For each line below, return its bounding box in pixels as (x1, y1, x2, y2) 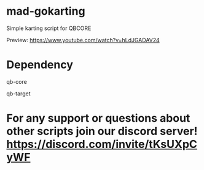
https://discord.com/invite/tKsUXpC (6, 138, 198, 151)
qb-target (6, 90, 31, 97)
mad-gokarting (6, 4, 85, 18)
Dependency (6, 58, 74, 72)
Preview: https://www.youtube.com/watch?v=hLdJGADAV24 (6, 36, 160, 43)
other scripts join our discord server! (6, 124, 198, 138)
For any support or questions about (6, 111, 190, 125)
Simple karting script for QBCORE (6, 24, 92, 32)
